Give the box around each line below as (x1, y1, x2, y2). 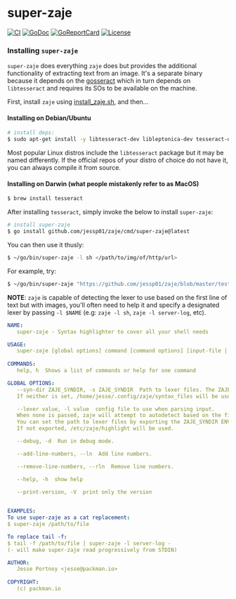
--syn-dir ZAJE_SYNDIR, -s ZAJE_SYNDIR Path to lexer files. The (16, 386, 216, 393)
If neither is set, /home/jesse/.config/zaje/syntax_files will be (16, 393, 218, 400)
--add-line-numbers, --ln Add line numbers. (16, 450, 152, 457)
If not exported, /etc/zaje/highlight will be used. (16, 425, 174, 433)
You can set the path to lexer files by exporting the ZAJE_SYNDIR (16, 419, 218, 426)
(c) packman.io (16, 585, 61, 593)
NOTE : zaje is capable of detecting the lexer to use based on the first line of (7, 293, 228, 301)
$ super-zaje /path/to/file (7, 521, 90, 528)
